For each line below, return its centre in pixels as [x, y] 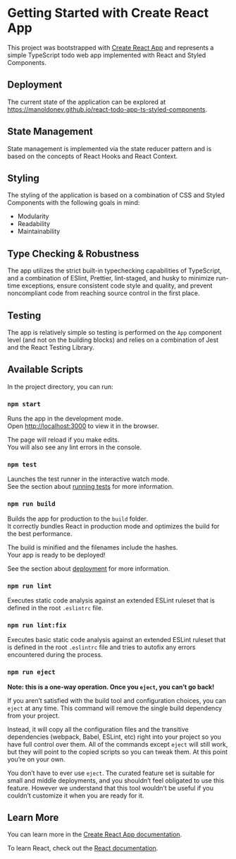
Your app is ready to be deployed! [56, 555]
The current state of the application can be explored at [87, 102]
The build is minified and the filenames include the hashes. [93, 547]
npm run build [31, 504]
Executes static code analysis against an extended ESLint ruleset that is [111, 600]
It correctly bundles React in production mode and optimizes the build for [113, 526]
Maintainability [39, 232]
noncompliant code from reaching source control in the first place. [104, 293]
